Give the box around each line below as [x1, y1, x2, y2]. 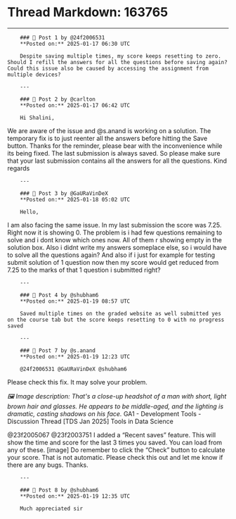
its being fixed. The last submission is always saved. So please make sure [7, 149, 221, 157]
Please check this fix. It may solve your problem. [7, 377, 147, 386]
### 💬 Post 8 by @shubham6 [20, 487, 99, 494]
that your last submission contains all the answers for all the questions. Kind [7, 156, 227, 165]
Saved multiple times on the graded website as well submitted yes [20, 310, 221, 317]
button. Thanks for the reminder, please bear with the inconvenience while [7, 142, 223, 150]
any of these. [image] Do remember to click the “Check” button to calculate [7, 445, 225, 454]
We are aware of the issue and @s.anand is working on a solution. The [7, 126, 211, 135]
